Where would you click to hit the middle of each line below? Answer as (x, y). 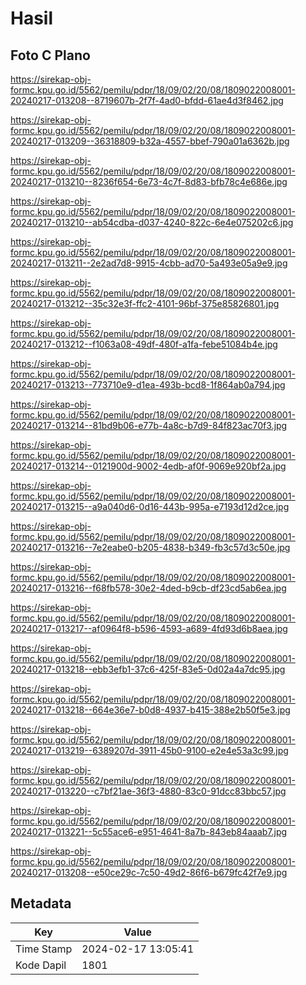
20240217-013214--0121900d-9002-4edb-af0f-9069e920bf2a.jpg (148, 466)
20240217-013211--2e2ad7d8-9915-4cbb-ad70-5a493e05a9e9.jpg (149, 263)
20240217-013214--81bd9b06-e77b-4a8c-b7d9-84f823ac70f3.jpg (149, 425)
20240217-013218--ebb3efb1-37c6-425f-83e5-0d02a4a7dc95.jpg (148, 669)
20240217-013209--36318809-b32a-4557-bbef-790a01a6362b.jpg (150, 141)
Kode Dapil (41, 965)
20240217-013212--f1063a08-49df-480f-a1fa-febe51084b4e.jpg (144, 344)
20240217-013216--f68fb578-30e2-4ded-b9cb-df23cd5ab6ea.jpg (148, 588)
